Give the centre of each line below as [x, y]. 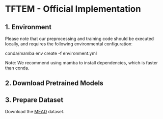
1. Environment [28, 27]
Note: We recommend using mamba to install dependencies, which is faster [81, 63]
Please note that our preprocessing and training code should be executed [80, 39]
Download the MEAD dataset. [35, 112]
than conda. [17, 68]
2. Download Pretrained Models [54, 83]
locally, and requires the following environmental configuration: [69, 44]
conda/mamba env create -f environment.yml [51, 53]
